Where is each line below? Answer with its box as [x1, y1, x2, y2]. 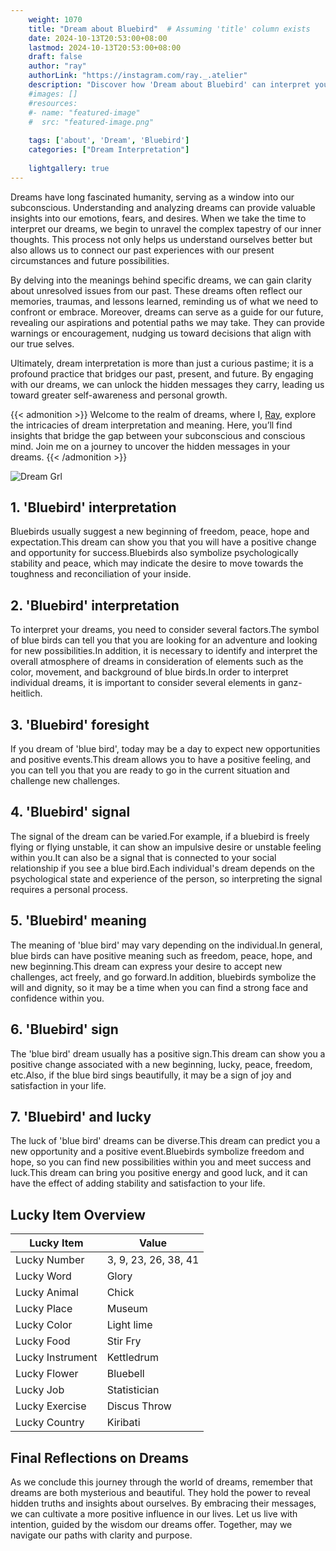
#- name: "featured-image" [28, 107, 141, 118]
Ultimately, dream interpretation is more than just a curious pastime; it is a [10, 357, 314, 369]
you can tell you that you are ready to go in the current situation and [10, 764, 290, 776]
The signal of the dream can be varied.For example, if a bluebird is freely [10, 830, 310, 842]
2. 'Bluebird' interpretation [10, 597, 180, 614]
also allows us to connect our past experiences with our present [10, 244, 275, 256]
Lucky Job [15, 1383, 65, 1397]
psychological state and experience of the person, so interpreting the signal [10, 872, 323, 885]
